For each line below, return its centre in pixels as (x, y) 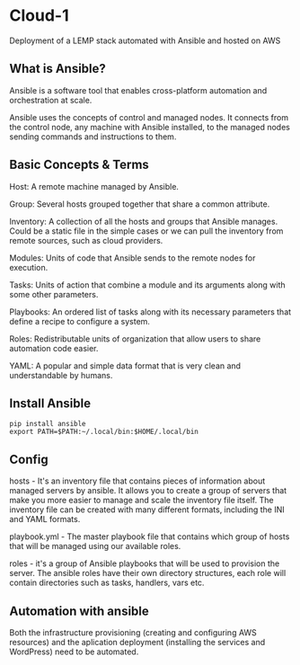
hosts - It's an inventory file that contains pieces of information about (137, 481)
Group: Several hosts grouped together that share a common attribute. (140, 204)
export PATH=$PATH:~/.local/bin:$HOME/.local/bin (104, 432)
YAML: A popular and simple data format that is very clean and (125, 366)
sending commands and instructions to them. (93, 137)
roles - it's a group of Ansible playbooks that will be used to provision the (145, 563)
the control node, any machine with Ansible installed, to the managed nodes (150, 127)
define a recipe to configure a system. (80, 321)
